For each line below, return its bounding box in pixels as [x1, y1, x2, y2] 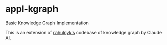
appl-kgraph [5, 3, 59, 15]
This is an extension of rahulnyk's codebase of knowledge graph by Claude [5, 29, 162, 35]
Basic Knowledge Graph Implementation [5, 20, 89, 26]
